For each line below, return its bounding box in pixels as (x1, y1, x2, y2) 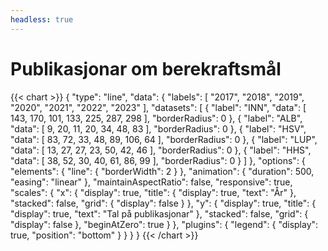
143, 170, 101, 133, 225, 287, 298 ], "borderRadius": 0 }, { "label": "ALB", (10, 112, 303, 124)
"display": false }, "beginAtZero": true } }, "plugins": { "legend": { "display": (10, 218, 319, 230)
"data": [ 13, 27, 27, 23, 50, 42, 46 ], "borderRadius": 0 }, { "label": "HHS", (10, 144, 312, 156)
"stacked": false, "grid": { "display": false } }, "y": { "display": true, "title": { (10, 197, 317, 209)
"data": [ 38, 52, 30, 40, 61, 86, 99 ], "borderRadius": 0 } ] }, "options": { (10, 154, 306, 166)
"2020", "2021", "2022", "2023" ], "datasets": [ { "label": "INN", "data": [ (10, 101, 307, 113)
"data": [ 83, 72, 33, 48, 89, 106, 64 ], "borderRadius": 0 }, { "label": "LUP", (10, 133, 318, 145)
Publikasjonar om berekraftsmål (10, 57, 282, 80)
